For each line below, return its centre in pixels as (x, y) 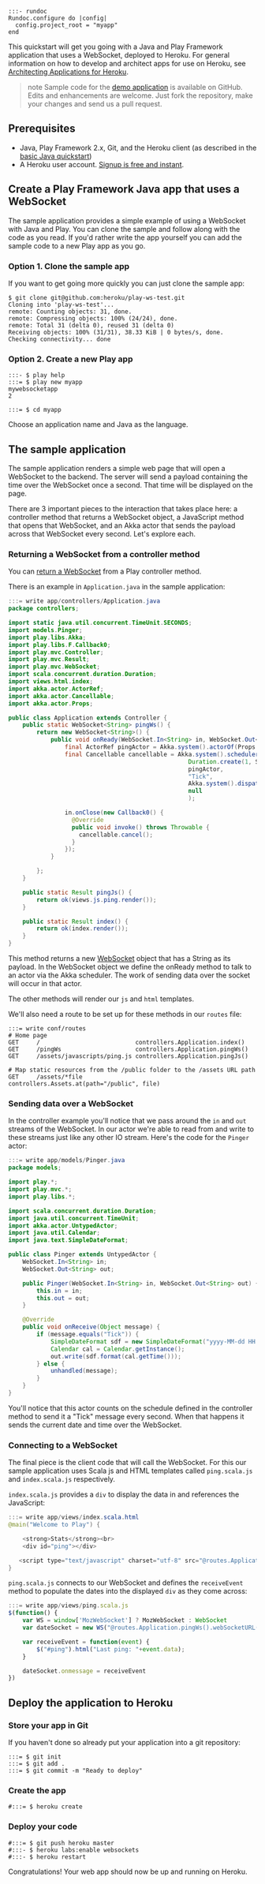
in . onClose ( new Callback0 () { (114, 813)
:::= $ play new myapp (45, 383)
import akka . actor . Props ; (50, 703)
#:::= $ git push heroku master (61, 1843)
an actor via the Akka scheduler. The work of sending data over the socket (129, 975)
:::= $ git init (35, 1757)
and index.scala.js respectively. (62, 1479)
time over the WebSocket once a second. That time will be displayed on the (131, 485)
